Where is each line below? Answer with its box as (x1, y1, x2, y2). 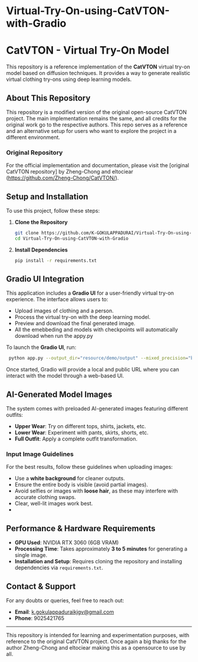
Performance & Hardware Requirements (6, 523, 156, 533)
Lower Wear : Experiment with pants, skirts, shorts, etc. (14, 429, 149, 436)
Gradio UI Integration (6, 274, 84, 284)
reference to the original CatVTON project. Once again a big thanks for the (6, 638, 187, 645)
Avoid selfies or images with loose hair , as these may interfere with (14, 487, 178, 494)
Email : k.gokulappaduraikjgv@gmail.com (14, 608, 114, 615)
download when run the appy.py (14, 332, 93, 340)
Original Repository (6, 148, 63, 156)
